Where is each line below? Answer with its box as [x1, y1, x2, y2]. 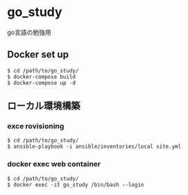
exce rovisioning [7, 121, 65, 131]
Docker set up [7, 49, 69, 61]
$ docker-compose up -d [7, 79, 76, 86]
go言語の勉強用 [7, 28, 51, 36]
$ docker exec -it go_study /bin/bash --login [7, 181, 144, 188]
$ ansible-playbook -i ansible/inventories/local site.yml [7, 143, 182, 150]
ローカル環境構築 [7, 100, 80, 112]
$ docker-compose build [7, 73, 76, 80]
